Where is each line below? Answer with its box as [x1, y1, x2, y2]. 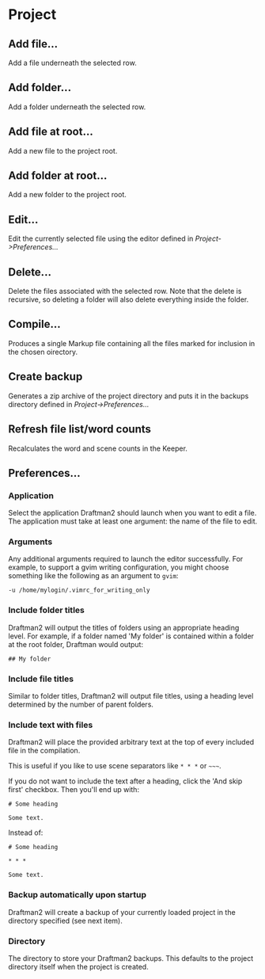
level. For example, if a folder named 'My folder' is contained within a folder [8, 631, 255, 641]
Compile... [8, 318, 61, 331]
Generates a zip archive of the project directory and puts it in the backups [8, 390, 249, 401]
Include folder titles [8, 604, 85, 615]
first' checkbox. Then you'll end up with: [8, 785, 140, 794]
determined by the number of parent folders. [8, 699, 154, 710]
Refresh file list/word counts [8, 422, 152, 436]
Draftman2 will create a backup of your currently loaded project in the [8, 907, 236, 916]
